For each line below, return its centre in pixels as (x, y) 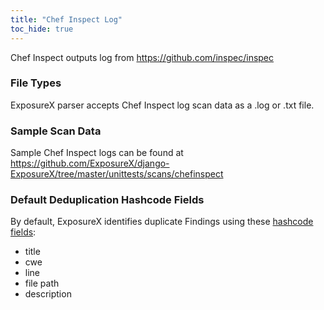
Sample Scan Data (56, 131)
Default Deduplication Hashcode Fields (107, 200)
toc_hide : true (42, 29)
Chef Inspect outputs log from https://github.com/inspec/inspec (142, 57)
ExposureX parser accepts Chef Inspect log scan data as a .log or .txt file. (162, 105)
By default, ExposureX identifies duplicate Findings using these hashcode (162, 222)
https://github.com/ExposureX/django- (90, 163)
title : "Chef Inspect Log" (66, 19)
